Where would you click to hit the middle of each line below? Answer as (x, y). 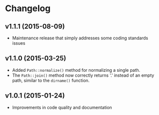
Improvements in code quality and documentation (62, 107)
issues (19, 43)
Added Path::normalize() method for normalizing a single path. (76, 70)
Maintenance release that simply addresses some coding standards (80, 38)
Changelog (28, 8)
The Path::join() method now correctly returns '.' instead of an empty (83, 75)
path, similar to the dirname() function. (51, 80)
